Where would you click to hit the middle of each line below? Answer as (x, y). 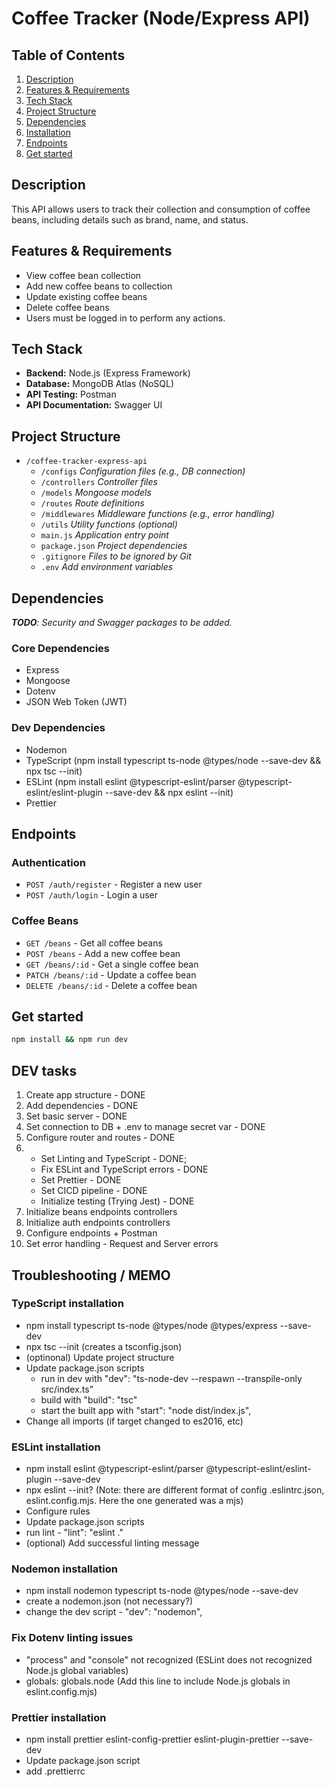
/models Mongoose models (96, 493)
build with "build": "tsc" (89, 1399)
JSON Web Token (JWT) (76, 702)
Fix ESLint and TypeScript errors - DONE (124, 1169)
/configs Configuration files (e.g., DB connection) (143, 471)
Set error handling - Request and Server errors (122, 1244)
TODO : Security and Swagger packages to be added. (122, 623)
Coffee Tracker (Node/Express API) (161, 18)
